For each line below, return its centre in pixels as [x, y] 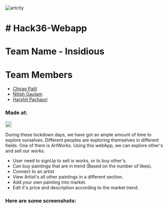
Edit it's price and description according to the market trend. [76, 187]
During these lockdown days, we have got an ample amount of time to [78, 134]
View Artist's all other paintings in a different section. [68, 177]
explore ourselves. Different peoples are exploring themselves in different [82, 140]
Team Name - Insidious [55, 51]
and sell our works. [25, 151]
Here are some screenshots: [41, 200]
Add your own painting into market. [49, 182]
